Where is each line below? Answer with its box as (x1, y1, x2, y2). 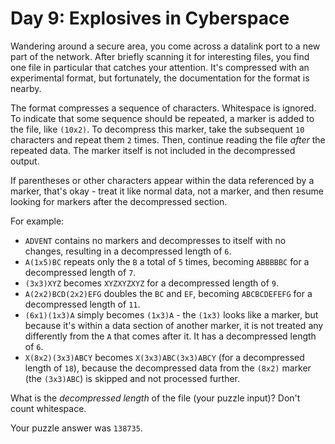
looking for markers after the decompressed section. (10, 195, 228, 207)
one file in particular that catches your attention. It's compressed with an (10, 61, 310, 73)
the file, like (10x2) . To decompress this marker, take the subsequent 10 (10, 123, 305, 135)
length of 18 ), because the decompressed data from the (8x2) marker (24, 362, 312, 374)
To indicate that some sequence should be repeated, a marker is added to (10, 112, 315, 124)
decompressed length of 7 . (24, 266, 137, 278)
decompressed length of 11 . (24, 298, 141, 310)
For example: (10, 215, 65, 227)
